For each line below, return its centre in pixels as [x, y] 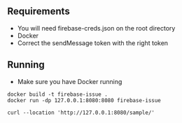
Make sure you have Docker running [70, 81]
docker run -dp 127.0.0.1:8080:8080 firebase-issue [84, 100]
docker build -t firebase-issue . [58, 94]
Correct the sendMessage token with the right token [93, 43]
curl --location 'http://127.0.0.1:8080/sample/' [81, 113]
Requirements [38, 11]
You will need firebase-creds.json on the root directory [96, 28]
